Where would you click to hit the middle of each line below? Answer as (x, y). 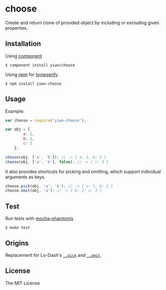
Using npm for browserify (32, 74)
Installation (23, 44)
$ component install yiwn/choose (40, 65)
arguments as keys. (25, 177)
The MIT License (23, 283)
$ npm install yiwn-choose (33, 83)
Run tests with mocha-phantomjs (39, 219)
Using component (24, 56)
